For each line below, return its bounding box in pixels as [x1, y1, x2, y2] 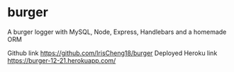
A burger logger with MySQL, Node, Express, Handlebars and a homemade [7, 28, 227, 36]
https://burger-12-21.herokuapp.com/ [7, 56, 116, 64]
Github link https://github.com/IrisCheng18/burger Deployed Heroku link [7, 49, 218, 57]
